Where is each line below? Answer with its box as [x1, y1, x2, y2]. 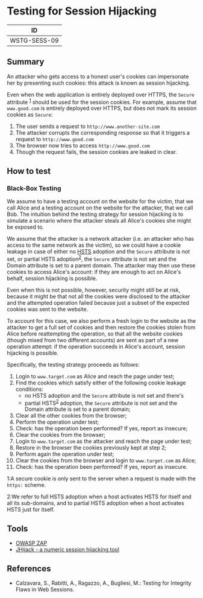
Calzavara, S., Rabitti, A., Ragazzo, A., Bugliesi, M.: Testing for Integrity [15, 579, 192, 587]
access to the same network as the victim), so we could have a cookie [7, 241, 181, 249]
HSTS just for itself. [7, 506, 55, 514]
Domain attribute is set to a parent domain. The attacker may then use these [7, 261, 196, 269]
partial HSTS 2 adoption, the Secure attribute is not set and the [24, 398, 177, 407]
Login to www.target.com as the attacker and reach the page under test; [15, 437, 192, 445]
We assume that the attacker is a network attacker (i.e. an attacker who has [7, 235, 195, 243]
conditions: [15, 385, 44, 393]
